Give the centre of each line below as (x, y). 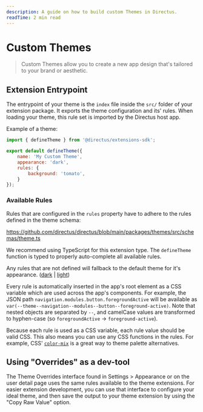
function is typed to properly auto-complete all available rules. (84, 256)
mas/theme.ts (23, 238)
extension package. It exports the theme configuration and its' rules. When (100, 111)
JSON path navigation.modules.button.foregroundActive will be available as (102, 299)
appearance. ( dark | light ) (38, 274)
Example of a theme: (32, 129)
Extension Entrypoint (47, 89)
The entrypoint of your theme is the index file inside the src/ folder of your (99, 104)
